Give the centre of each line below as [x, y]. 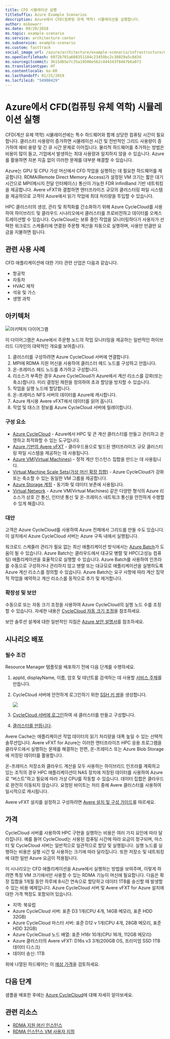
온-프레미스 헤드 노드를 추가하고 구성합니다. [55, 370]
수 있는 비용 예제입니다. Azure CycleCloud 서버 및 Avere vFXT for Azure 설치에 [85, 887]
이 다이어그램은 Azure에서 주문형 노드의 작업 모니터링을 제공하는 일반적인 [78, 340]
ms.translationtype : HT [30, 66]
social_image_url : [25, 52]
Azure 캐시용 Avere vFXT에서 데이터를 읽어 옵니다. [63, 401]
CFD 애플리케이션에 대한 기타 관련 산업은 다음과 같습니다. [62, 262]
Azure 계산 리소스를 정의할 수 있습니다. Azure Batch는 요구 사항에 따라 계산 [80, 572]
